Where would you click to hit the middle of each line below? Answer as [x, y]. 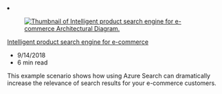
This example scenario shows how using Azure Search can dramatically [109, 76]
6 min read [32, 62]
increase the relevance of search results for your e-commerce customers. [112, 83]
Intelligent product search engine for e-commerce [78, 42]
